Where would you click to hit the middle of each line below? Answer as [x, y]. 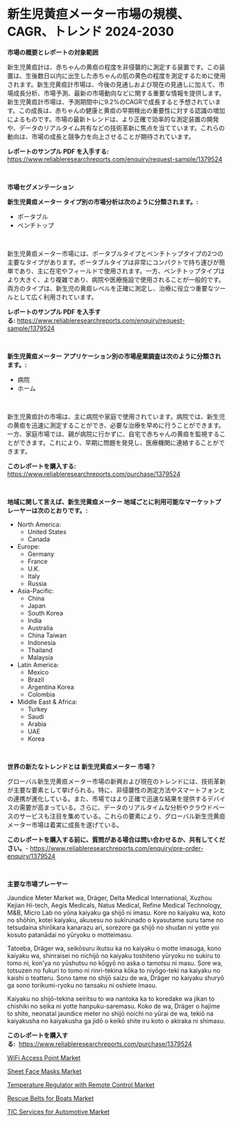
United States [47, 531]
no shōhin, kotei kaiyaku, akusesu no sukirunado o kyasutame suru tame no [115, 920]
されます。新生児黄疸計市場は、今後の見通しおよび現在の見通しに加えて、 [113, 84]
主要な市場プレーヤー [37, 883]
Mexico [38, 672]
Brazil [36, 680]
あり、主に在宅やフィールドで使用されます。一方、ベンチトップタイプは [122, 271]
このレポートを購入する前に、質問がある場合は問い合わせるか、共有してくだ [116, 840]
